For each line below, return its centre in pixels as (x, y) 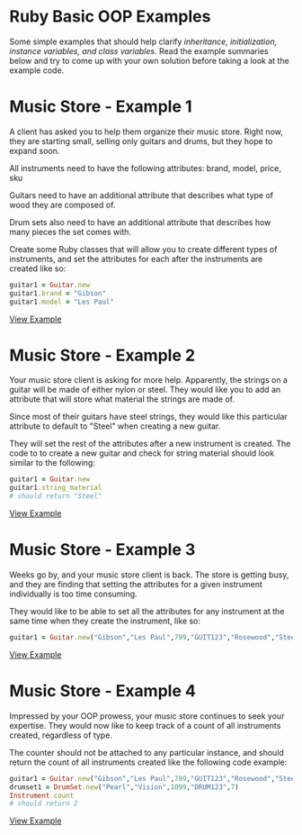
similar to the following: (53, 463)
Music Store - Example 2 (102, 355)
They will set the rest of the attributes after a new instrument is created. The (150, 444)
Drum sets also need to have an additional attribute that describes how (140, 222)
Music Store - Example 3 (102, 550)
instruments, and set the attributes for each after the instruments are (136, 259)
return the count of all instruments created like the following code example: (148, 762)
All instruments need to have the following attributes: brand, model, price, (145, 168)
